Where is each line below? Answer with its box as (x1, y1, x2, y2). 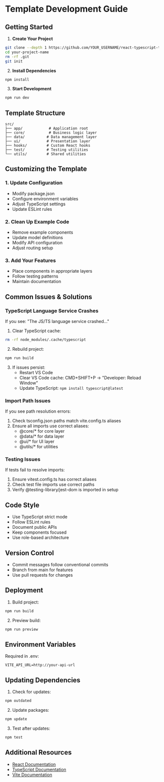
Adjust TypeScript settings (12, 201, 66, 207)
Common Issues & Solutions (5, 293, 92, 301)
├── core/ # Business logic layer (5, 130, 97, 135)
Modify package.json (12, 190, 55, 196)
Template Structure (5, 109, 65, 117)
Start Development (12, 86, 52, 92)
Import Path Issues (5, 397, 51, 404)
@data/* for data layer (19, 433, 64, 440)
